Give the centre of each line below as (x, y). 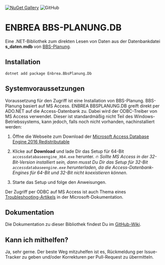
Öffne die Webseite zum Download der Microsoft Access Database (81, 136)
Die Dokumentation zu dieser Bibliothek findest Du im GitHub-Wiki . (73, 224)
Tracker (13, 257)
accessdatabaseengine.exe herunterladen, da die (62, 167)
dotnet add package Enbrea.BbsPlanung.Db (49, 73)
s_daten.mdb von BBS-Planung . (38, 46)
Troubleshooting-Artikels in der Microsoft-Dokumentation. (64, 197)
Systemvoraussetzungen (45, 89)
